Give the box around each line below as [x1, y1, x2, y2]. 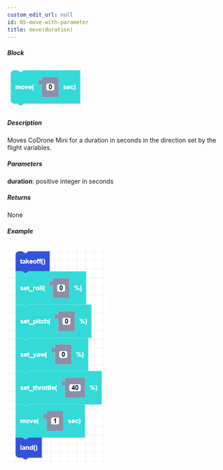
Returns [7, 193, 31, 201]
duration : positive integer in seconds [7, 177, 114, 185]
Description [7, 118, 43, 127]
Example [7, 227, 34, 235]
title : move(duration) [7, 26, 73, 33]
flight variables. [7, 143, 52, 152]
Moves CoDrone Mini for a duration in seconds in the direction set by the [7, 136, 217, 145]
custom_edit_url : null [7, 11, 73, 18]
